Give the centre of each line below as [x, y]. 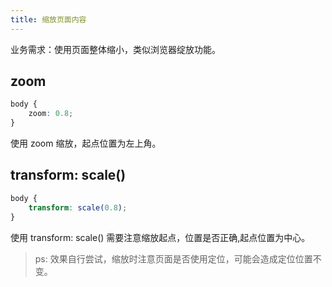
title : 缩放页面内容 [48, 19]
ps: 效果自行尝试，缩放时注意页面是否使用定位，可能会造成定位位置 [173, 258]
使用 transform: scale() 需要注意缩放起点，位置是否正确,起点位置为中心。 [160, 237]
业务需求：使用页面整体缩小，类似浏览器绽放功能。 [115, 49]
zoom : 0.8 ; [51, 114]
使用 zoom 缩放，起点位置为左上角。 [86, 143]
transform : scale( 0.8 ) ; [78, 207]
